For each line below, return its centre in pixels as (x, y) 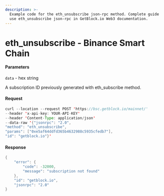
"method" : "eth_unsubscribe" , (36, 127)
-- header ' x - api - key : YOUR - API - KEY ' (42, 113)
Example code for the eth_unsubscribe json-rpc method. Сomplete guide (84, 14)
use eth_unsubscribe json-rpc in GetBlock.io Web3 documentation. (79, 19)
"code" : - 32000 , (39, 167)
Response (15, 147)
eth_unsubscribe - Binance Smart (75, 43)
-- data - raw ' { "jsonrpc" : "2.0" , (38, 123)
